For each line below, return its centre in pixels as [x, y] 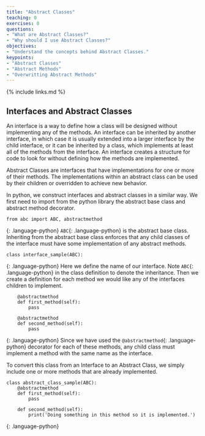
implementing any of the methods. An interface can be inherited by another [101, 133]
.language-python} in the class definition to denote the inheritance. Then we [102, 273]
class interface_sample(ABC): [45, 255]
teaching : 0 [21, 18]
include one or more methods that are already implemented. [82, 372]
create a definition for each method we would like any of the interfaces [95, 279]
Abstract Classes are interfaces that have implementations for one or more [100, 170]
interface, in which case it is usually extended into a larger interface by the [100, 139]
